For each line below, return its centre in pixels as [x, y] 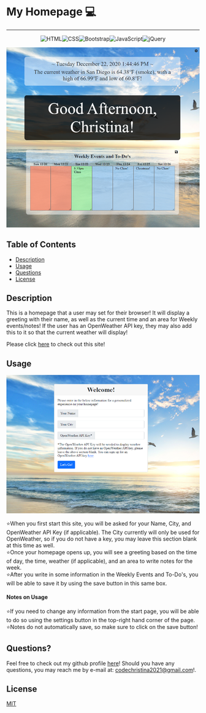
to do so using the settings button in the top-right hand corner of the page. [101, 620]
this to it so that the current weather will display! [67, 332]
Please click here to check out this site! [56, 345]
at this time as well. [31, 545]
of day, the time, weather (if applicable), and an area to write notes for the [100, 561]
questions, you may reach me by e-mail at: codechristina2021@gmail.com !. [101, 669]
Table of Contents [41, 245]
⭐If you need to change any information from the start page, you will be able [103, 611]
